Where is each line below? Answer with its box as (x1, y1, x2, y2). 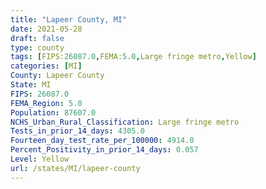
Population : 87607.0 (10, 107, 97, 118)
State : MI (10, 80, 52, 90)
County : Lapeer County (10, 71, 105, 81)
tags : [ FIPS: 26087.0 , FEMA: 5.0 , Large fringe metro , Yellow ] (10, 52, 257, 62)
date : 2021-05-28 (10, 24, 83, 34)
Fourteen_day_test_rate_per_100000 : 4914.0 (10, 136, 195, 146)
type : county (10, 42, 65, 53)
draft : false (10, 33, 65, 43)
